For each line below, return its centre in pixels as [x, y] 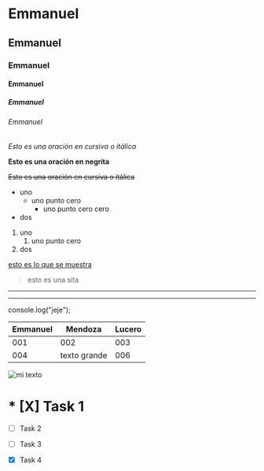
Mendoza [84, 329]
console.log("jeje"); [39, 310]
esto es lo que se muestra [50, 264]
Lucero [128, 329]
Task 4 [30, 460]
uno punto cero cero [76, 209]
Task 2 [30, 428]
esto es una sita [53, 280]
